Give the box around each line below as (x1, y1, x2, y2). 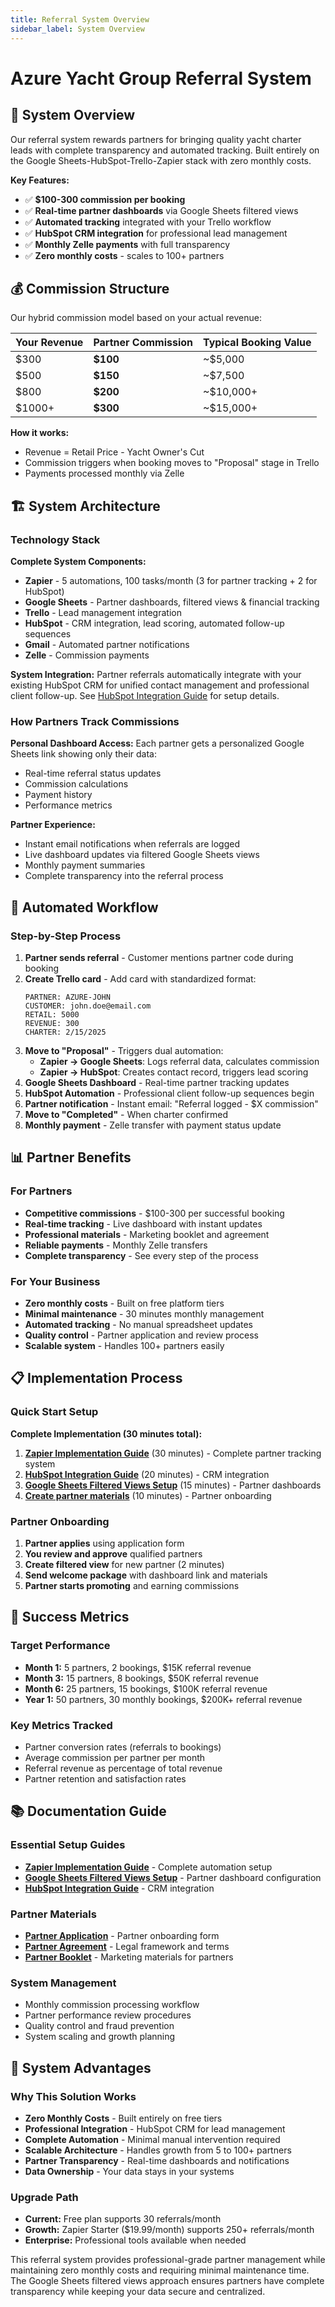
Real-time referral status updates (24, 767, 162, 780)
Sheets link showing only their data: (10, 748, 158, 760)
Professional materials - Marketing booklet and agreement (24, 1228, 270, 1240)
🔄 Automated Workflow (10, 899, 159, 916)
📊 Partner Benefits (10, 1149, 132, 1166)
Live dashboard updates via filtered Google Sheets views (24, 849, 260, 861)
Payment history (24, 789, 93, 801)
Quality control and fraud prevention (24, 2020, 175, 2032)
